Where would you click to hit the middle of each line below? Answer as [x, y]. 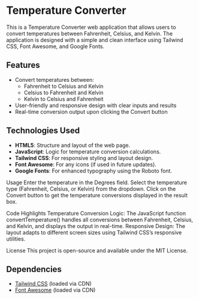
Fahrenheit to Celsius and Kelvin [64, 86]
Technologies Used [43, 131]
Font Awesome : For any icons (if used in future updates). [86, 164]
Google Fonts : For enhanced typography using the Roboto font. [94, 171]
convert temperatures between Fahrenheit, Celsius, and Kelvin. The [89, 33]
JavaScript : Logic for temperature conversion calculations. [88, 152]
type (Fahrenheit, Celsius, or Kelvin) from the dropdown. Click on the [91, 189]
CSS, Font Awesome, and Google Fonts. [55, 46]
